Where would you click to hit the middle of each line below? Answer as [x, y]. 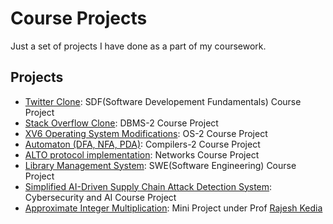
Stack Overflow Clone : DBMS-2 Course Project [121, 123]
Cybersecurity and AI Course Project [100, 197]
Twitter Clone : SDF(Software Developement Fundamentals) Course [163, 101]
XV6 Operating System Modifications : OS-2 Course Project [146, 133]
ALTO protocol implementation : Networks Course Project [142, 154]
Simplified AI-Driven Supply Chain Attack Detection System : [148, 186]
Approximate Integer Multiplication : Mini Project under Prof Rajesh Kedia [173, 208]
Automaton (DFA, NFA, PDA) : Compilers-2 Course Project [142, 144]
